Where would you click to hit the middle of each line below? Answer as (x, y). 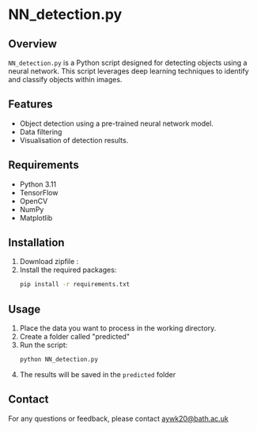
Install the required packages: (68, 270)
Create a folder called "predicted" (75, 337)
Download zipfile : (49, 262)
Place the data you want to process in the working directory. (118, 328)
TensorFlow (39, 192)
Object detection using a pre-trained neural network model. (116, 123)
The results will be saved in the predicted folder (98, 374)
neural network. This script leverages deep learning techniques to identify (128, 71)
